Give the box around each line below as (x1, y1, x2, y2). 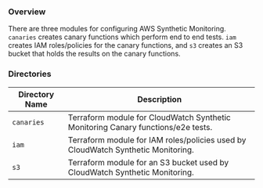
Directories (8, 69, 52, 80)
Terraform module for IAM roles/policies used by (67, 134, 247, 145)
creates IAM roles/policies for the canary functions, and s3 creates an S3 (8, 41, 243, 50)
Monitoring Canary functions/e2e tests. (67, 121, 213, 132)
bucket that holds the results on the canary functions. (8, 49, 182, 59)
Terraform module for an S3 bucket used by (67, 157, 229, 168)
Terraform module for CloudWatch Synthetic (67, 112, 231, 123)
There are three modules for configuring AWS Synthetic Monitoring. (8, 24, 227, 34)
